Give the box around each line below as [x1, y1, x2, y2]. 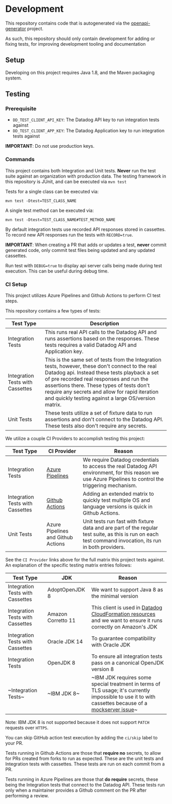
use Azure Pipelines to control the [82, 476, 164, 483]
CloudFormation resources [91, 611, 156, 618]
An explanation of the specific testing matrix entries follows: [5, 562, 132, 568]
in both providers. [82, 543, 125, 551]
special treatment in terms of [91, 680, 161, 688]
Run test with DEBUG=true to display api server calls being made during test [5, 262, 162, 268]
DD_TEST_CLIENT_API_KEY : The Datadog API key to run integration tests [12, 116, 160, 123]
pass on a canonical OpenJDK [91, 659, 164, 666]
